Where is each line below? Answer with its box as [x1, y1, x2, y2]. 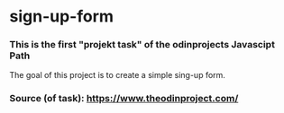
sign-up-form [9, 6, 115, 27]
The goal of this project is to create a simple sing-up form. [9, 70, 225, 81]
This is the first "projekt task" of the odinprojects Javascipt [9, 39, 275, 51]
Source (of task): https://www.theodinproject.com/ [9, 92, 239, 105]
